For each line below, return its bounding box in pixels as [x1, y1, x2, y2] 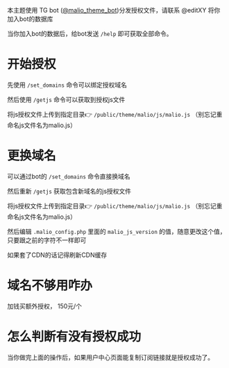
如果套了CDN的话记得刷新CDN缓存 [7, 251, 108, 259]
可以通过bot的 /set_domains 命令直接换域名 [7, 172, 130, 181]
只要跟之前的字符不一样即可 [7, 235, 87, 244]
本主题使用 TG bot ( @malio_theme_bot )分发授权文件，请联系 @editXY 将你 [7, 6, 221, 14]
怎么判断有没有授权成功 [7, 329, 142, 344]
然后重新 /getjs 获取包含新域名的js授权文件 [7, 187, 132, 195]
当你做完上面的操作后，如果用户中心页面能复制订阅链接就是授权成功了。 [7, 353, 214, 361]
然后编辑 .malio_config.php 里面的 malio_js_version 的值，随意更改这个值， [7, 227, 226, 235]
